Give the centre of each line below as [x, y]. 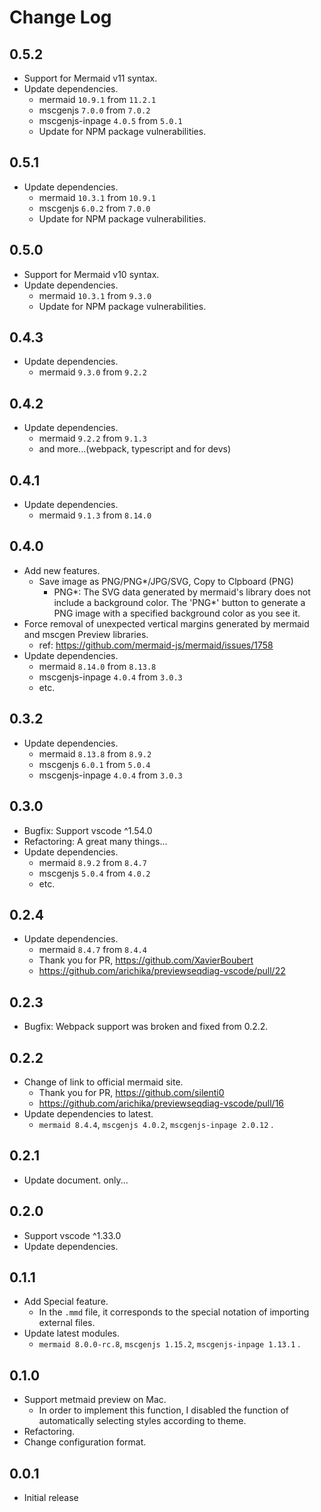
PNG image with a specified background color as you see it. [177, 613]
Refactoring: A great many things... [95, 841]
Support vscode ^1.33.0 [72, 1235]
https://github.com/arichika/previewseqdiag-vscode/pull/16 [161, 1103]
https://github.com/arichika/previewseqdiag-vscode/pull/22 [162, 971]
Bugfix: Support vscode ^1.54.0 [88, 830]
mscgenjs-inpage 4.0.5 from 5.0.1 [110, 120]
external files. [67, 1323]
